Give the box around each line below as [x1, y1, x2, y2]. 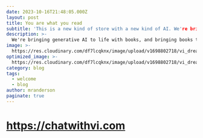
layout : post [6, 14, 39, 20]
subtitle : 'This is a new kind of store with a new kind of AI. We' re [6, 25, 188, 32]
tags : [6, 71, 20, 77]
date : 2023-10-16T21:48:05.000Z [6, 8, 88, 15]
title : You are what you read [6, 20, 83, 26]
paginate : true [6, 93, 45, 99]
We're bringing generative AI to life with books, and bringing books [11, 37, 193, 43]
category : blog [6, 64, 45, 71]
